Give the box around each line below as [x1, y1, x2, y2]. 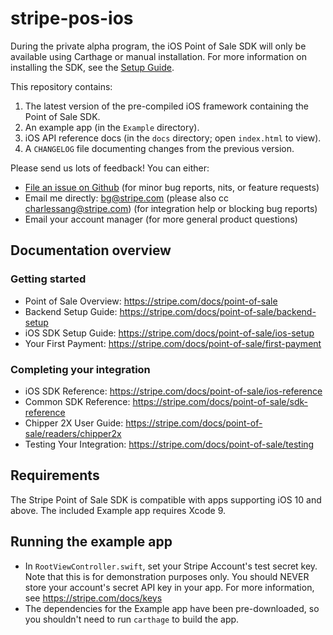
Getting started [10, 272, 87, 286]
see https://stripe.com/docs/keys [24, 592, 163, 604]
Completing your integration [10, 362, 151, 376]
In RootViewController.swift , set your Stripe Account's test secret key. [24, 560, 318, 572]
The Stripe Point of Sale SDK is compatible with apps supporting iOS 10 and [10, 493, 322, 506]
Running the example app [10, 533, 173, 551]
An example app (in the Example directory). [24, 121, 200, 133]
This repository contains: [10, 80, 113, 92]
